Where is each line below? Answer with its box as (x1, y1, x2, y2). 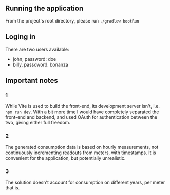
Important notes (5, 76, 58, 85)
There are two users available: (5, 46, 69, 52)
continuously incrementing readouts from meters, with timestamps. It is (5, 149, 156, 156)
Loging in (5, 33, 36, 41)
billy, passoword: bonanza (12, 61, 68, 68)
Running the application (5, 4, 84, 13)
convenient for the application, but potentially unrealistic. (5, 155, 126, 161)
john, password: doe (12, 56, 56, 62)
